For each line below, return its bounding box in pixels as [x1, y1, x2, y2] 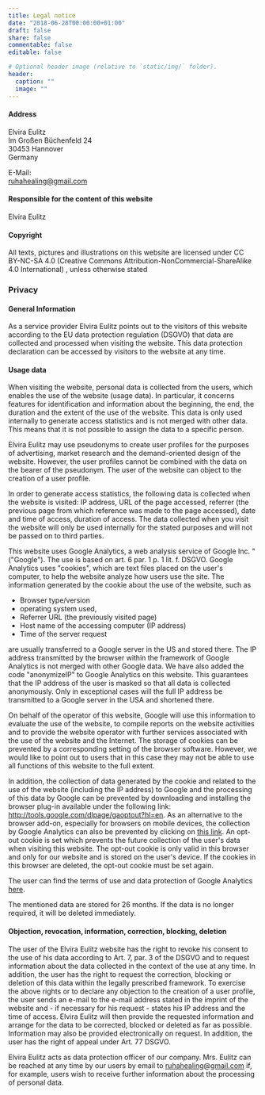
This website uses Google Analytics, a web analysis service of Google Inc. [8, 546, 251, 556]
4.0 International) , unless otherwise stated [8, 265, 148, 274]
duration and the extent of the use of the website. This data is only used [8, 408, 243, 417]
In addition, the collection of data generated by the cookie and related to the [8, 776, 256, 786]
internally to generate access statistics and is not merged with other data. [8, 416, 248, 426]
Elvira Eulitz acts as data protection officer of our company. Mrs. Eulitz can [8, 1052, 252, 1062]
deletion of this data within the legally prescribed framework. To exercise [8, 978, 246, 987]
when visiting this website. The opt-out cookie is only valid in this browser [8, 844, 249, 853]
